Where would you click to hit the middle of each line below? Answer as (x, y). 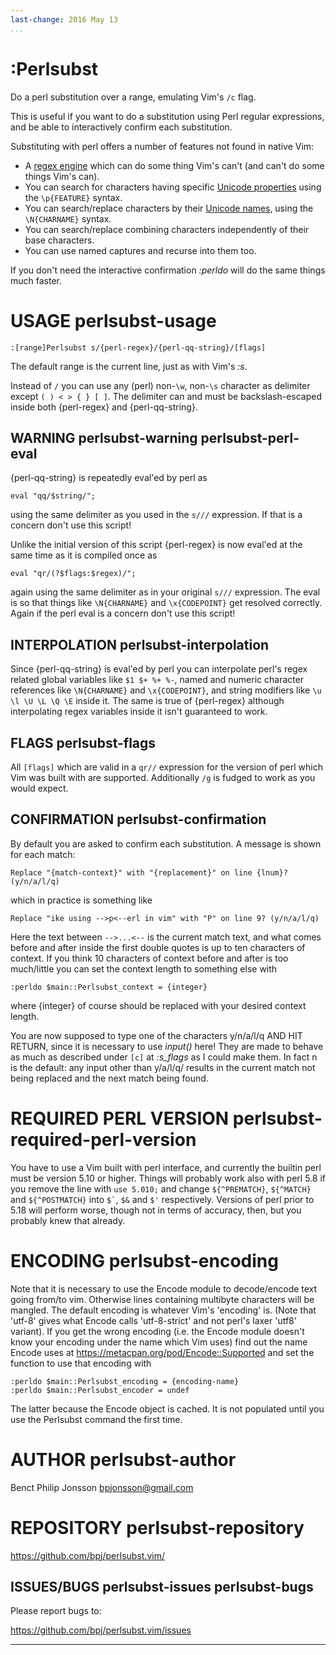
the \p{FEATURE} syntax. (73, 197)
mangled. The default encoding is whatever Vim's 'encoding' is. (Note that (163, 1310)
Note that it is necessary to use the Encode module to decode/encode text (164, 1288)
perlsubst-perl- (250, 437)
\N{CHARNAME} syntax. (68, 218)
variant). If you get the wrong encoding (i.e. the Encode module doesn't (157, 1331)
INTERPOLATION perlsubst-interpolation (140, 644)
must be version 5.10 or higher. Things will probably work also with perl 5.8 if (168, 1178)
